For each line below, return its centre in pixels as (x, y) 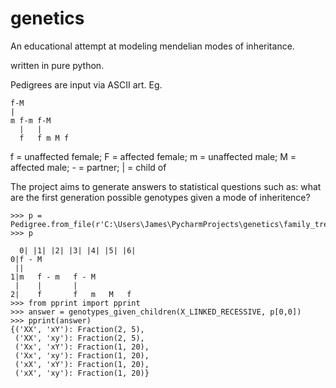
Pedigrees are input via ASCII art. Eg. (86, 84)
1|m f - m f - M (53, 277)
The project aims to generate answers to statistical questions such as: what (166, 186)
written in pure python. (57, 65)
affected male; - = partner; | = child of (88, 167)
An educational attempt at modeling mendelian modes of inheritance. (152, 46)
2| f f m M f (71, 294)
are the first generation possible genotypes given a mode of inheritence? (160, 197)
